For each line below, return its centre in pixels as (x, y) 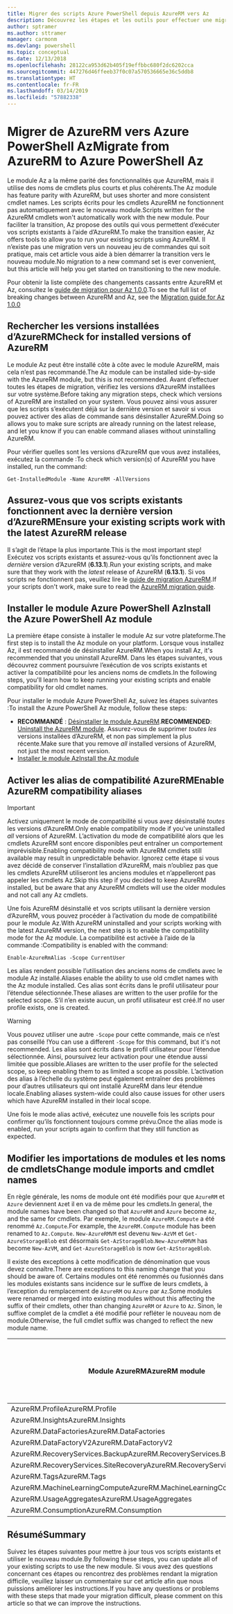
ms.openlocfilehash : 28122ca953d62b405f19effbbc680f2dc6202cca (101, 65)
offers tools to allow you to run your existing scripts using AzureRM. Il (106, 239)
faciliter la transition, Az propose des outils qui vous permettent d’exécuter (113, 224)
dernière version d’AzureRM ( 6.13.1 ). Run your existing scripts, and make (110, 564)
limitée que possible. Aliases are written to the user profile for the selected (113, 1064)
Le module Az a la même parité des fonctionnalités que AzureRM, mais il (111, 180)
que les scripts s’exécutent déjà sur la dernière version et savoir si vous (109, 409)
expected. (21, 1136)
